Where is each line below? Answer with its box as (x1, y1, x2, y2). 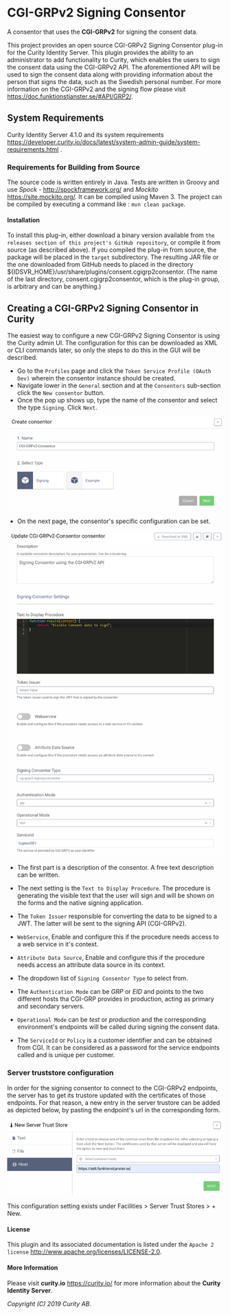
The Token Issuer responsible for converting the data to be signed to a (16, 912, 218, 921)
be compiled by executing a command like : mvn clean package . (7, 200, 186, 208)
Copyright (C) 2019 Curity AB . (7, 1299, 91, 1307)
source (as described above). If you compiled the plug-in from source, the (7, 246, 217, 254)
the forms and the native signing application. (16, 899, 143, 907)
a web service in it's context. (16, 940, 99, 948)
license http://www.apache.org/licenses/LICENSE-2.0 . (7, 1247, 162, 1256)
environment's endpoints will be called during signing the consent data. (16, 1023, 220, 1031)
